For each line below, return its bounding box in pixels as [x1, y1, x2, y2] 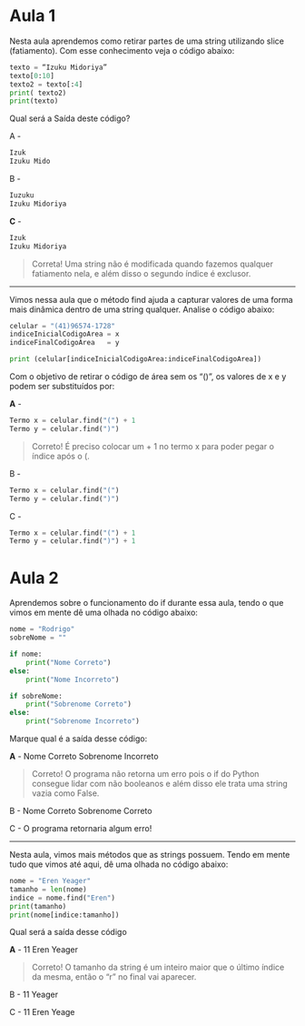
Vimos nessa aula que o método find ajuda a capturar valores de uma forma [9, 294, 293, 305]
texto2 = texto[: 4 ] [9, 79, 84, 89]
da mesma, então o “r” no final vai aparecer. [31, 971, 197, 982]
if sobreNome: [9, 691, 64, 700]
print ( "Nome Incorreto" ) [25, 675, 120, 684]
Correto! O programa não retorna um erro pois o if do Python [31, 769, 260, 779]
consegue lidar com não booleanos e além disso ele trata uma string [31, 779, 288, 789]
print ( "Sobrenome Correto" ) [25, 699, 132, 709]
